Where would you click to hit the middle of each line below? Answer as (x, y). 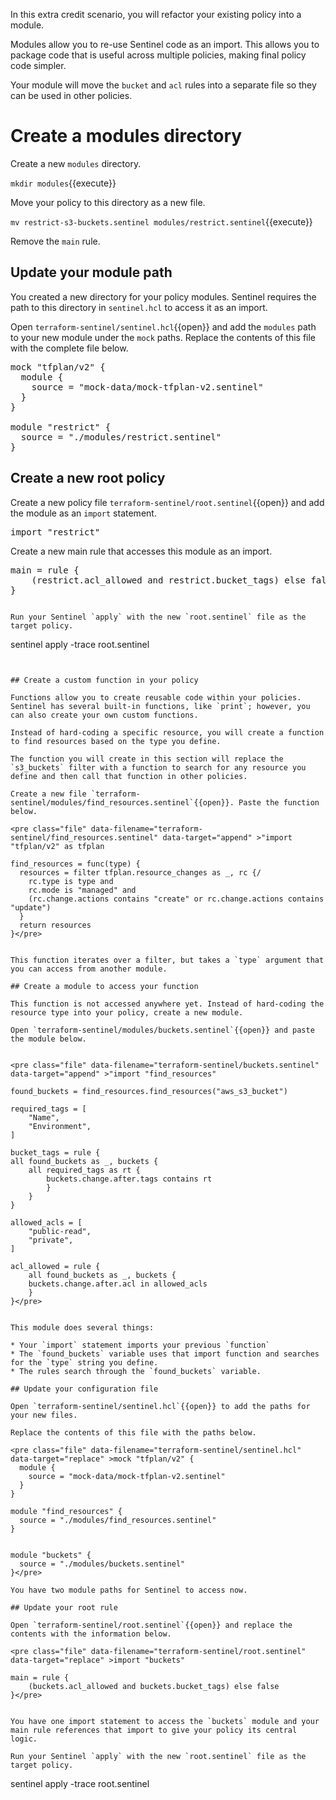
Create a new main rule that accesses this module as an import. (141, 551)
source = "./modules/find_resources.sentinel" (118, 1520)
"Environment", (60, 1126)
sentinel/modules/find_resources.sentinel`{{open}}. (122, 802)
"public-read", (60, 1231)
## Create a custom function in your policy (104, 680)
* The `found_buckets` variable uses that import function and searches (165, 1354)
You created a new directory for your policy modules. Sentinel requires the (163, 296)
